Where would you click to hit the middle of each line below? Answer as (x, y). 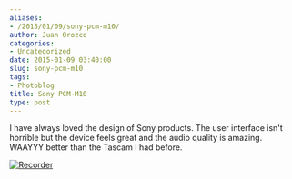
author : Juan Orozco (49, 35)
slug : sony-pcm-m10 (46, 69)
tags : (20, 77)
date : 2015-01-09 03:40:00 (60, 60)
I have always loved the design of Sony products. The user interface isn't (146, 128)
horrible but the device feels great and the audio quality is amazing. (136, 138)
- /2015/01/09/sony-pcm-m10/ (65, 26)
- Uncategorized (40, 52)
